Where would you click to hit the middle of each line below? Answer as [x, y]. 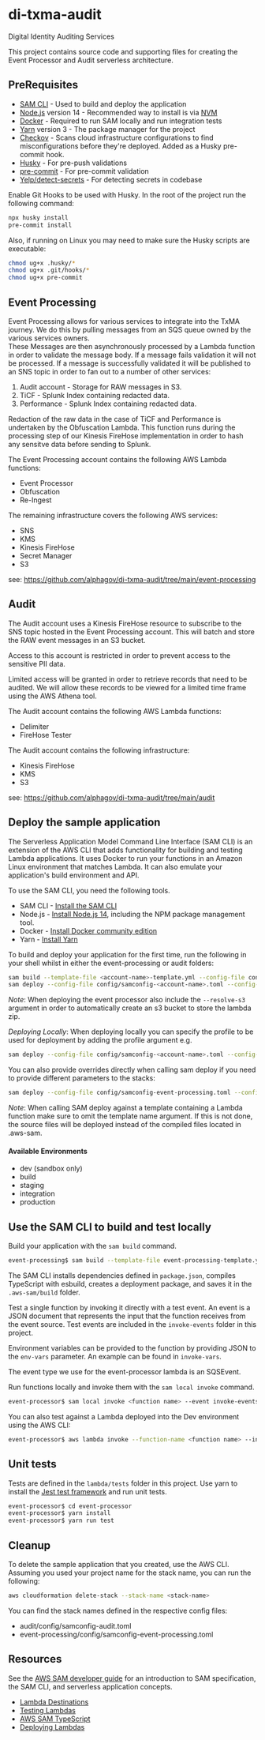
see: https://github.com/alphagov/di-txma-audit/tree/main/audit [112, 797]
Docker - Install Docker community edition [88, 930]
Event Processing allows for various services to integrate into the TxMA [124, 321]
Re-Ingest [35, 500]
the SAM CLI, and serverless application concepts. [90, 1686]
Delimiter [34, 726]
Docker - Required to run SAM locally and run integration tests [121, 121]
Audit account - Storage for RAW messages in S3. [101, 387]
